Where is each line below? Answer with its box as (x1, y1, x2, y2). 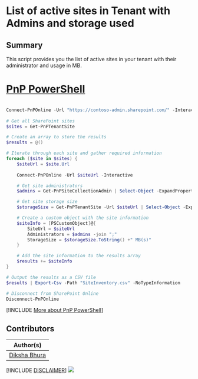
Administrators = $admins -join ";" (27, 231, 117, 237)
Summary (6, 40, 43, 50)
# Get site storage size (16, 199, 78, 205)
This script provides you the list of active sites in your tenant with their (6, 56, 177, 62)
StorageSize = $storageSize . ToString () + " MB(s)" (27, 237, 151, 242)
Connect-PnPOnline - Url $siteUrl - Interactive (16, 172, 133, 178)
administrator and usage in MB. (6, 62, 82, 69)
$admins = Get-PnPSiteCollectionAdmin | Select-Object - (16, 188, 160, 194)
